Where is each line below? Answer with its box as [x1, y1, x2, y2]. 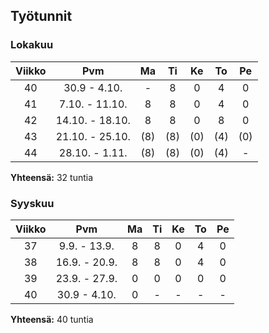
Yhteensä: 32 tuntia [10, 171, 94, 183]
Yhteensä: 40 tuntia [10, 313, 94, 325]
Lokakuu [10, 38, 54, 52]
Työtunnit [10, 8, 73, 25]
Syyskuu [10, 196, 55, 210]
